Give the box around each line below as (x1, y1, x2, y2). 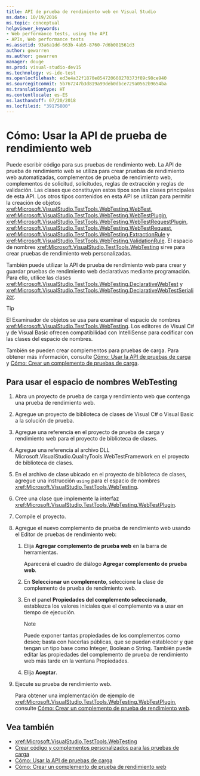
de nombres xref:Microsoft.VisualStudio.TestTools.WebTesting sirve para (6, 244, 185, 251)
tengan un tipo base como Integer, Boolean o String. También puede (23, 645, 192, 652)
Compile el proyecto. (14, 513, 66, 520)
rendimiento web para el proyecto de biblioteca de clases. (14, 435, 158, 442)
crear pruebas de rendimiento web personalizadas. (6, 250, 132, 257)
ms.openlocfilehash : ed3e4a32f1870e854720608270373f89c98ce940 (6, 75, 167, 81)
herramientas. (23, 549, 59, 556)
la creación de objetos (6, 199, 61, 207)
